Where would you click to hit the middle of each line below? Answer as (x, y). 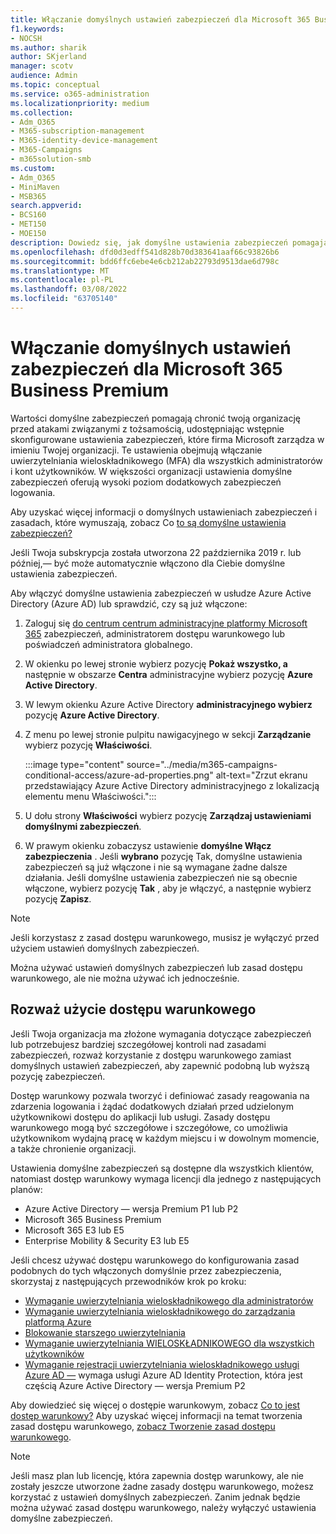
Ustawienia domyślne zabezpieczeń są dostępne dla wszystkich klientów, (162, 1168)
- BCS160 (28, 215)
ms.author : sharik (48, 47)
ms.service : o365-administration (80, 94)
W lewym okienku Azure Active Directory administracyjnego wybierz (168, 704)
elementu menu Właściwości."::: (90, 796)
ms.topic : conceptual (55, 85)
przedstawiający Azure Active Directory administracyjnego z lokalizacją (172, 785)
